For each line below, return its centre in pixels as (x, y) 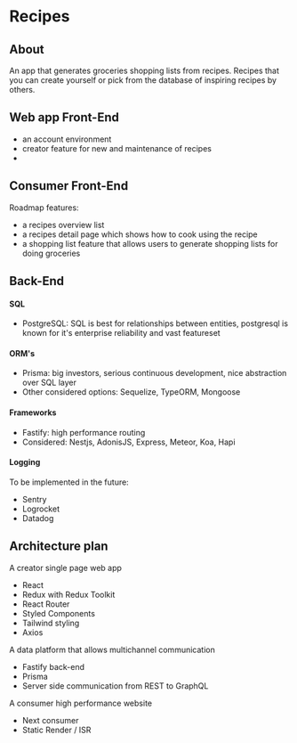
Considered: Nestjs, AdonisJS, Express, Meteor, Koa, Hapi (128, 442)
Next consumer (50, 720)
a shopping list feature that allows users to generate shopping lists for (150, 243)
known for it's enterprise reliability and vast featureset (121, 333)
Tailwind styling (51, 623)
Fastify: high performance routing (84, 432)
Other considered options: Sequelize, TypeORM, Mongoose (131, 392)
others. (22, 90)
